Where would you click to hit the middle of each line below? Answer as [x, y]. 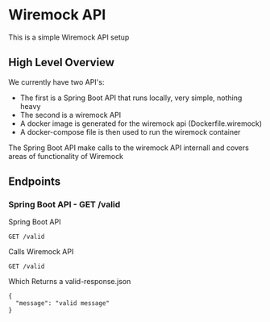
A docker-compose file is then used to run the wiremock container [130, 132]
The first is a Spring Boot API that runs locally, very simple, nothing [131, 98]
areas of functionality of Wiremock [66, 156]
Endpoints [35, 182]
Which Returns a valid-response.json [70, 282]
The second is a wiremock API [71, 115]
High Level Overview [62, 63]
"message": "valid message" [63, 303]
